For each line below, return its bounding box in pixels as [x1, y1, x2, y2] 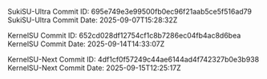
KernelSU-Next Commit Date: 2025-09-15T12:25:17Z [7, 63, 181, 73]
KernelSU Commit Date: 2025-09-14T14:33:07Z [7, 39, 165, 49]
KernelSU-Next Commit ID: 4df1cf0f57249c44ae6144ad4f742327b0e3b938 [7, 55, 260, 64]
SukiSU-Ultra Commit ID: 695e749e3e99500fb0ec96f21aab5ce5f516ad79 [7, 7, 253, 16]
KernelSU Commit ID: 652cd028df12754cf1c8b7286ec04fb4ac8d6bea [7, 31, 241, 40]
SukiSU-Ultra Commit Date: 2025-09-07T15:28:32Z [7, 15, 178, 25]
